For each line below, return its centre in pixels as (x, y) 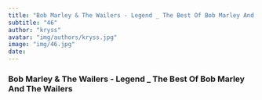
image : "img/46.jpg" (42, 45)
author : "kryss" (35, 30)
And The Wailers (40, 88)
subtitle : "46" (33, 23)
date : (17, 52)
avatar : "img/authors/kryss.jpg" (63, 37)
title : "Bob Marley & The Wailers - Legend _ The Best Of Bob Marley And (131, 15)
